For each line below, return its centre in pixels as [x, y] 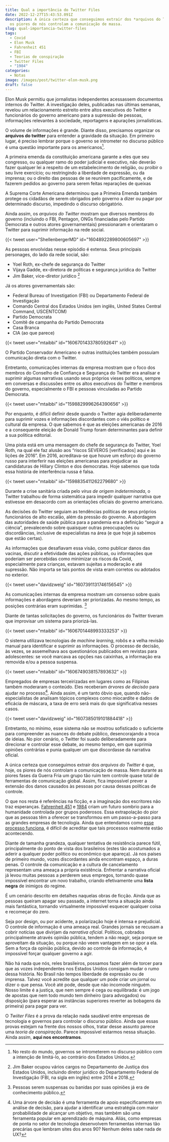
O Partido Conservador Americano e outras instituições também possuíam [82, 352]
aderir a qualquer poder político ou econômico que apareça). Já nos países [83, 854]
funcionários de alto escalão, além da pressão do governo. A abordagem [81, 517]
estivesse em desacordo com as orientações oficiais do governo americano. [84, 502]
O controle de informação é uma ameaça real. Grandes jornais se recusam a [84, 927]
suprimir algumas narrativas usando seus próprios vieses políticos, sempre [83, 378]
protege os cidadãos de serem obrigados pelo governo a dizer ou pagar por [84, 199]
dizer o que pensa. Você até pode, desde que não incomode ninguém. [78, 985]
